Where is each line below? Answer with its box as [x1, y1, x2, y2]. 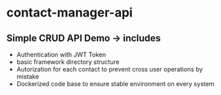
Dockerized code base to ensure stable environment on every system [16, 80, 215, 87]
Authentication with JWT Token [16, 50, 106, 59]
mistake [16, 72, 39, 81]
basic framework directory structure [16, 58, 120, 66]
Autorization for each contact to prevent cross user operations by [16, 65, 203, 73]
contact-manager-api [6, 5, 133, 21]
